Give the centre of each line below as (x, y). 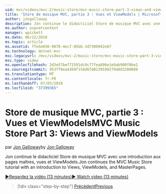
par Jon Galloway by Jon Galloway (40, 147)
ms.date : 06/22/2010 (26, 38)
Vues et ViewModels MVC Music (73, 123)
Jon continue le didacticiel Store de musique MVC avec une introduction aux (83, 157)
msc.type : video (22, 60)
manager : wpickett (24, 33)
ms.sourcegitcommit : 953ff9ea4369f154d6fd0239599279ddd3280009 (72, 70)
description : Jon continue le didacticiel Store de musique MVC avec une (83, 24)
